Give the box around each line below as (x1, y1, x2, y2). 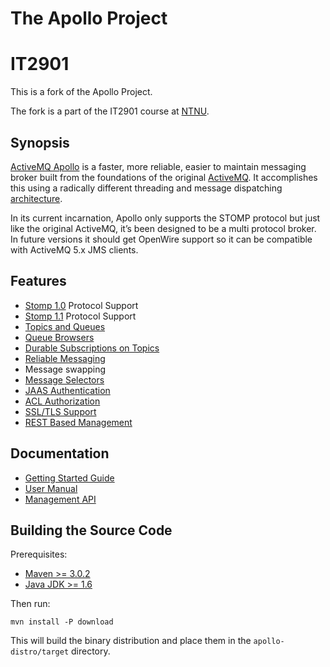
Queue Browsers (24, 331, 95, 343)
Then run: (10, 598, 51, 610)
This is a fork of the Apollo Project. (10, 86, 153, 98)
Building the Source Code (10, 522, 173, 539)
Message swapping (24, 363, 107, 375)
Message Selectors (24, 373, 105, 386)
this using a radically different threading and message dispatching (10, 182, 283, 194)
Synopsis (10, 134, 70, 151)
